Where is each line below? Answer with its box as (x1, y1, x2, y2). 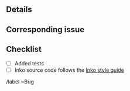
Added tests (14, 60, 45, 66)
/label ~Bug (6, 78, 34, 85)
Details (6, 5, 32, 15)
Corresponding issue (6, 24, 85, 34)
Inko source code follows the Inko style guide (14, 66, 125, 73)
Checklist (6, 44, 42, 54)
